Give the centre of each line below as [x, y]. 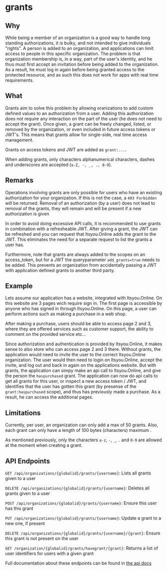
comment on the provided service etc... [46, 334]
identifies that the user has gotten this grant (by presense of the [71, 386]
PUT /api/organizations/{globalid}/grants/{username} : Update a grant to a [83, 518]
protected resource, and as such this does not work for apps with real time [82, 75]
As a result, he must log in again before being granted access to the [75, 70]
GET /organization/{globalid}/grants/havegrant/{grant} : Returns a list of [82, 548]
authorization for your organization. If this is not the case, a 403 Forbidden [81, 198]
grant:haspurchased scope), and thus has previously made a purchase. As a [83, 392]
